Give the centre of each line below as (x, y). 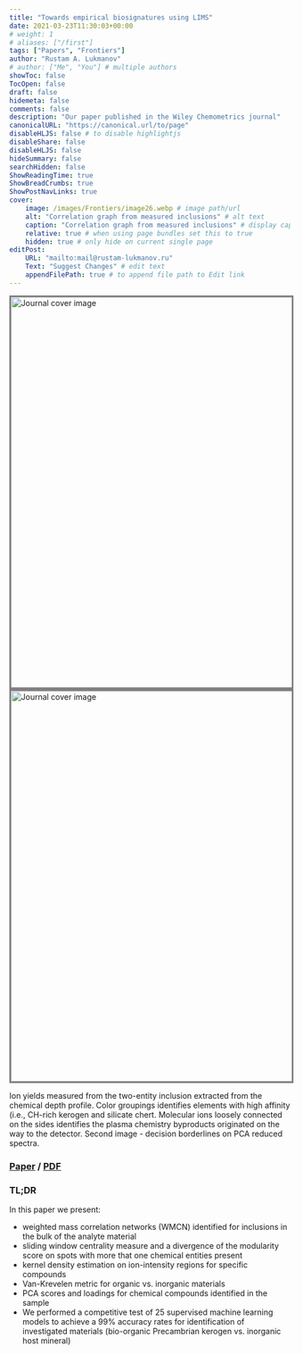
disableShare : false (48, 142)
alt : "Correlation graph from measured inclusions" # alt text (145, 216)
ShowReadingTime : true (51, 175)
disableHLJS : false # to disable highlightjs (95, 134)
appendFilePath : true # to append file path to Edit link (135, 275)
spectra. (25, 1142)
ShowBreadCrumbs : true (51, 184)
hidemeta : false (39, 100)
